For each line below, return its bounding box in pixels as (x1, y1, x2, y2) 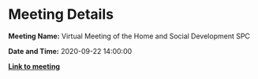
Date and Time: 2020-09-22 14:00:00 (8, 46, 133, 56)
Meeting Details (8, 5, 114, 23)
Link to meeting (8, 61, 61, 71)
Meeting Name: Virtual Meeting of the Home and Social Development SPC (8, 31, 251, 41)
